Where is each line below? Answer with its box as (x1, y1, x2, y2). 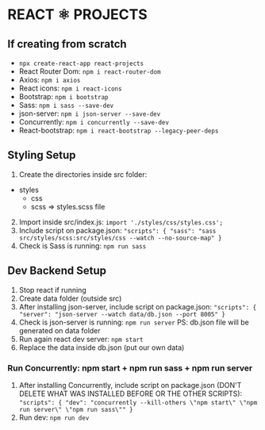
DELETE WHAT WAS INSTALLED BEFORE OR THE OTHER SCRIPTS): (18, 389, 243, 398)
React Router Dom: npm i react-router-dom (18, 67, 161, 76)
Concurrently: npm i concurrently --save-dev (18, 117, 170, 126)
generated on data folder (18, 325, 101, 335)
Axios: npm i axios (18, 75, 81, 84)
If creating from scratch (7, 37, 128, 51)
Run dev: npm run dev (18, 413, 90, 422)
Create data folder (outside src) (18, 294, 122, 303)
